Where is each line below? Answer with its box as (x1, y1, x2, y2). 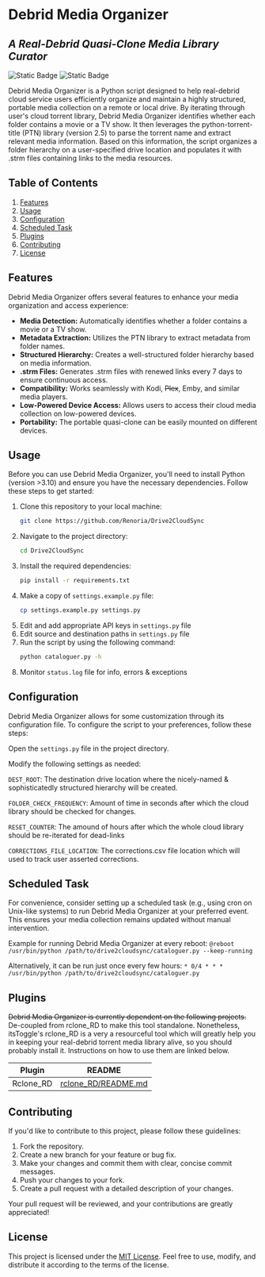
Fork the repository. (19, 1141, 85, 1152)
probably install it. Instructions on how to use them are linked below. (8, 1046, 230, 1056)
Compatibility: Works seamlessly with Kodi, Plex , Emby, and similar (19, 383, 240, 393)
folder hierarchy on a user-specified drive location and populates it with (8, 145, 242, 154)
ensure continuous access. (19, 375, 108, 384)
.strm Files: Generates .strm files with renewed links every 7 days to (19, 367, 243, 376)
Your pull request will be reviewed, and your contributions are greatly (8, 1199, 233, 1209)
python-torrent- (201, 120, 253, 129)
